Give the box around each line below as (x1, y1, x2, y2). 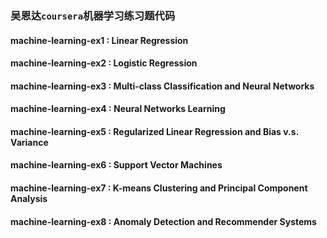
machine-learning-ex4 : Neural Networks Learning (10, 103, 226, 115)
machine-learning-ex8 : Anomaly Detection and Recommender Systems (10, 215, 317, 227)
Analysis (10, 193, 48, 205)
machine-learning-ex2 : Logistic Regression (10, 57, 198, 69)
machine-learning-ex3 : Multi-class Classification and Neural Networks (10, 80, 315, 92)
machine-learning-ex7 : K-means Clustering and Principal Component (10, 182, 308, 194)
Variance (10, 136, 49, 148)
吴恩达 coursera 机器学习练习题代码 (10, 8, 176, 22)
